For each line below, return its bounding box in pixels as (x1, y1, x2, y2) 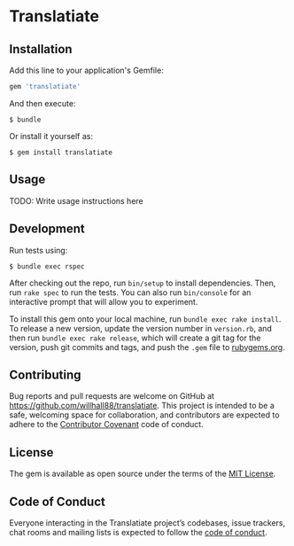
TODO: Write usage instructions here (9, 195, 143, 206)
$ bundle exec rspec (9, 261, 86, 271)
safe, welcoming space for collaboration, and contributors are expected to (9, 409, 281, 420)
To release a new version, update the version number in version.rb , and (9, 323, 273, 333)
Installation (9, 42, 73, 57)
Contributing (9, 367, 81, 382)
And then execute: (9, 97, 76, 108)
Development (9, 222, 86, 237)
